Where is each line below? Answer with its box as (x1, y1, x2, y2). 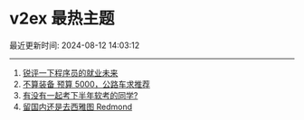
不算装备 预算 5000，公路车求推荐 (22, 78, 151, 89)
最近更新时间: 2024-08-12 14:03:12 (9, 40, 140, 51)
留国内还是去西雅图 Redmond (22, 101, 133, 112)
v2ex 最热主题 (9, 8, 115, 29)
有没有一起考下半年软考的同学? (22, 89, 138, 100)
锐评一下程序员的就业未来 (22, 67, 119, 78)
